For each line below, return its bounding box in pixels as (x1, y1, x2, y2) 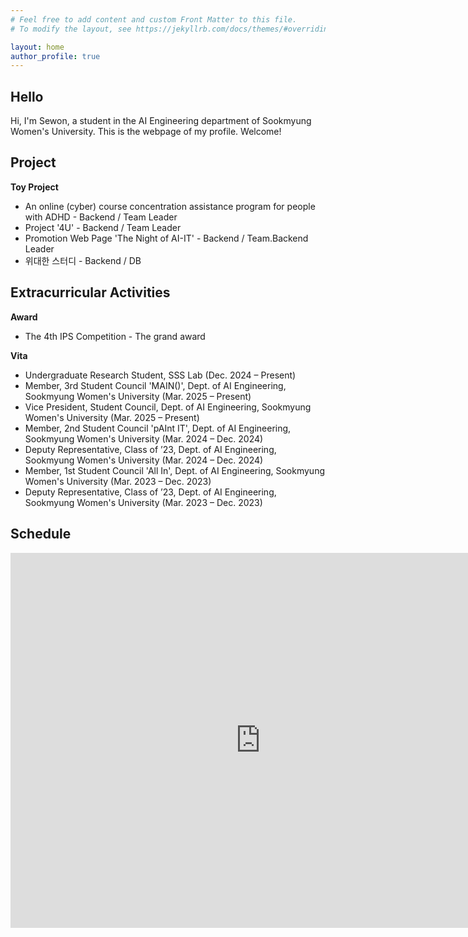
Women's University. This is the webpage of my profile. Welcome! (10, 126, 282, 138)
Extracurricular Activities (10, 284, 171, 301)
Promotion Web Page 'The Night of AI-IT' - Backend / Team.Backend (24, 232, 309, 244)
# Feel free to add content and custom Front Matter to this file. (10, 14, 298, 25)
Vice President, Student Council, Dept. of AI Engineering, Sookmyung (24, 401, 312, 413)
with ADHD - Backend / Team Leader (24, 211, 178, 223)
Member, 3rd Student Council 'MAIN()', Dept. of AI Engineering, (24, 379, 287, 391)
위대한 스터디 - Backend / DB (24, 254, 142, 266)
